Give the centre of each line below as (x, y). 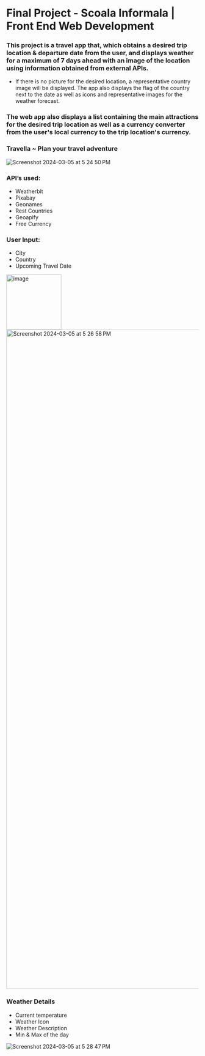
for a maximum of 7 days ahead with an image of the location (98, 61)
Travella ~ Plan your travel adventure (62, 149)
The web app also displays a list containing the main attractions (103, 117)
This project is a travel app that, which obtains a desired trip (97, 45)
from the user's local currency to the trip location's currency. (99, 132)
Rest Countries (34, 211)
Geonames (29, 204)
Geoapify (27, 217)
